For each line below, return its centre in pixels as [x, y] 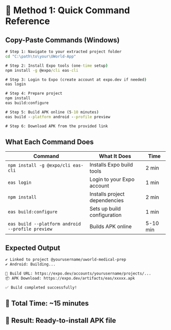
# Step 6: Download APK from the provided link [57, 126]
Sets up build [105, 209]
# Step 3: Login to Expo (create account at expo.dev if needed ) [76, 79]
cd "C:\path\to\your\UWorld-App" [41, 56]
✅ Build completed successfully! [41, 287]
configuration [106, 215]
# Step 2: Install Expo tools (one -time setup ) [57, 66]
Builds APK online [110, 227]
